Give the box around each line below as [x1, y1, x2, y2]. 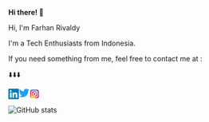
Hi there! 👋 [8, 8, 44, 17]
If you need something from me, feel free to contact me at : [8, 54, 203, 63]
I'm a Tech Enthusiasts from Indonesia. [8, 38, 136, 48]
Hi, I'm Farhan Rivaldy [8, 23, 81, 32]
